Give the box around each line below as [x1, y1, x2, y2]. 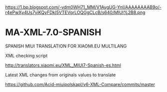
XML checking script [5, 52, 48, 58]
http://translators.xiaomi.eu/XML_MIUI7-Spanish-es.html [5, 62, 121, 68]
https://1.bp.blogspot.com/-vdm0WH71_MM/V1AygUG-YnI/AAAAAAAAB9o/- [5, 4, 162, 10]
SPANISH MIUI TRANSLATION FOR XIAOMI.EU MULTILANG [5, 43, 127, 49]
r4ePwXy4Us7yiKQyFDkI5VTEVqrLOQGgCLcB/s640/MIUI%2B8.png [5, 9, 146, 15]
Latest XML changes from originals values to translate [5, 72, 116, 78]
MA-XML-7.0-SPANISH [5, 27, 101, 38]
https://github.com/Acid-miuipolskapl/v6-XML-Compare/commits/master [5, 81, 156, 87]
